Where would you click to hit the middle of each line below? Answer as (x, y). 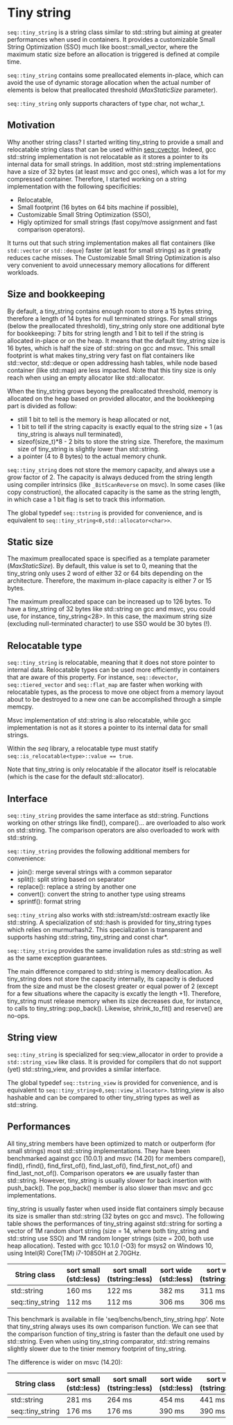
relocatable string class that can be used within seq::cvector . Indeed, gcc (112, 149)
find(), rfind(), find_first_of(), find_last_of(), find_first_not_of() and (100, 1166)
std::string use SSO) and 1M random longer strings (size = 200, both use (111, 1238)
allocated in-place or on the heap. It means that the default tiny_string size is (116, 340)
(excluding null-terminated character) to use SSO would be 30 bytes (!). (110, 624)
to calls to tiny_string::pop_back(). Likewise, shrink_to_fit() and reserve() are (115, 1008)
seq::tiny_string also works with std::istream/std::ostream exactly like (109, 915)
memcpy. (20, 707)
